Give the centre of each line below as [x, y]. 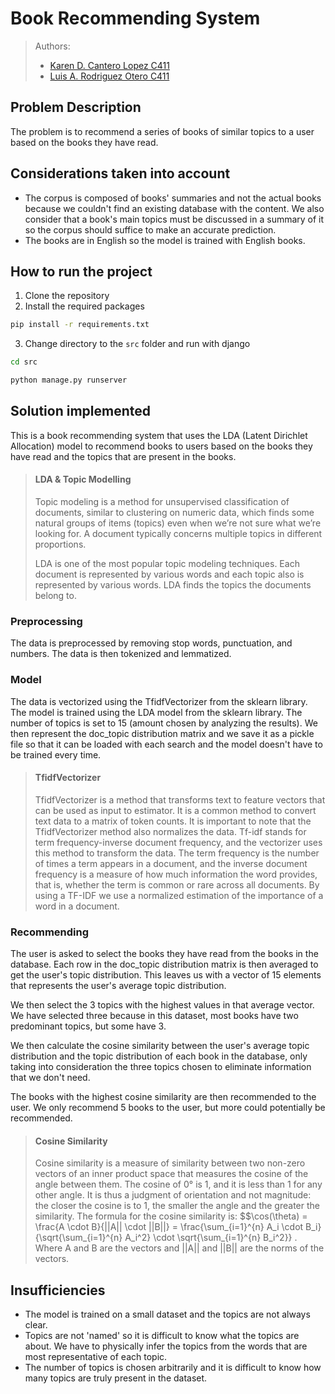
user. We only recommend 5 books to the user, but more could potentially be [168, 1108]
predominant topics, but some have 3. [88, 1026]
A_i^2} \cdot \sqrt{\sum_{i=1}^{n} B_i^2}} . [211, 1238]
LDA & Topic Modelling [83, 479]
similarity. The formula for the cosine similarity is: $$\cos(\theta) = [171, 1216]
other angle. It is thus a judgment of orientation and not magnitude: [173, 1195]
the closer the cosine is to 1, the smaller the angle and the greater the [177, 1206]
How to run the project [81, 271]
